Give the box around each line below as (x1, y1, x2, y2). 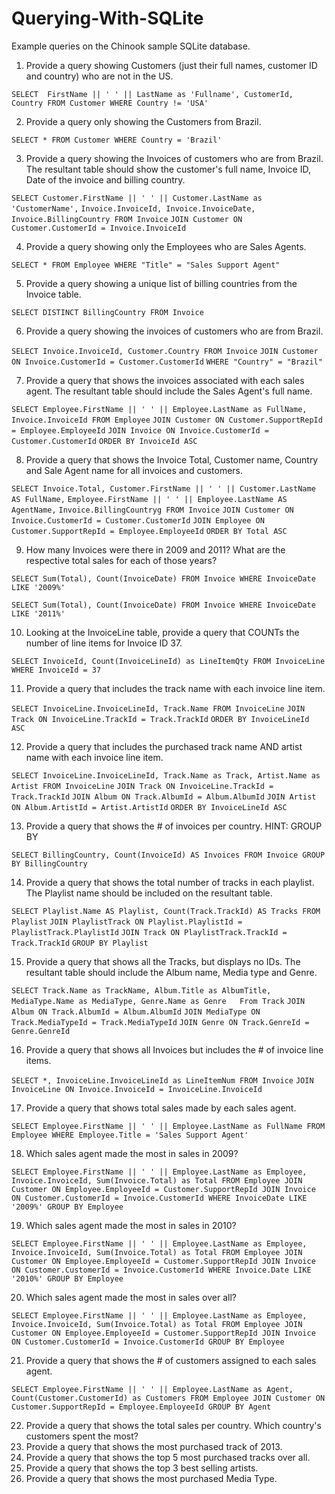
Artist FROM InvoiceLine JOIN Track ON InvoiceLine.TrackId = (11, 781, 274, 791)
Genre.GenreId (11, 1026, 71, 1036)
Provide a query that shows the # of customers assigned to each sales (25, 1354, 317, 1366)
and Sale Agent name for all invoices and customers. (25, 464, 244, 476)
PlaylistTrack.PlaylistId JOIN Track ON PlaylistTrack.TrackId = (11, 927, 288, 937)
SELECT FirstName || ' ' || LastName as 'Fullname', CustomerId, (11, 89, 294, 99)
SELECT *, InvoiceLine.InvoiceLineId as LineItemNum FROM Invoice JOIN (11, 1075, 314, 1086)
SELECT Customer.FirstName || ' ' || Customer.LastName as (11, 193, 263, 203)
